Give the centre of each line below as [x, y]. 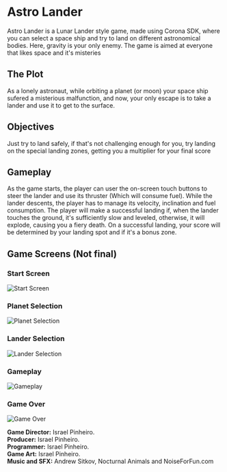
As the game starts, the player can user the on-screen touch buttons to [107, 188]
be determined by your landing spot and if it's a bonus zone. [92, 232]
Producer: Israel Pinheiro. [43, 440]
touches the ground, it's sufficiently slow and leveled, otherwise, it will [106, 218]
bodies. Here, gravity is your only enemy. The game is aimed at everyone [110, 45]
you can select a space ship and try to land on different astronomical [104, 38]
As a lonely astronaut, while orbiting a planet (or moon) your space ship [108, 90]
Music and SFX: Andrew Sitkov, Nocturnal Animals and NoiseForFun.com [110, 461]
